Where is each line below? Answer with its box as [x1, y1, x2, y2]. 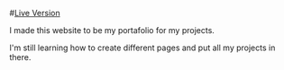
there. [9, 52, 32, 62]
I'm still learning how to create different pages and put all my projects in [9, 42, 276, 53]
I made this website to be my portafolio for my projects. [9, 25, 215, 35]
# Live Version [9, 8, 60, 18]
